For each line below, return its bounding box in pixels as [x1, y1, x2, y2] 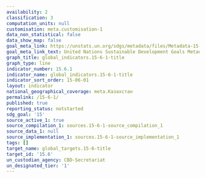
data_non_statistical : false [6, 32, 81, 38]
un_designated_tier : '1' [6, 163, 70, 169]
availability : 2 [6, 9, 48, 15]
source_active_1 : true [6, 117, 64, 123]
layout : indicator [6, 83, 53, 89]
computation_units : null [6, 20, 70, 26]
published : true [6, 100, 48, 106]
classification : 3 [6, 15, 53, 21]
